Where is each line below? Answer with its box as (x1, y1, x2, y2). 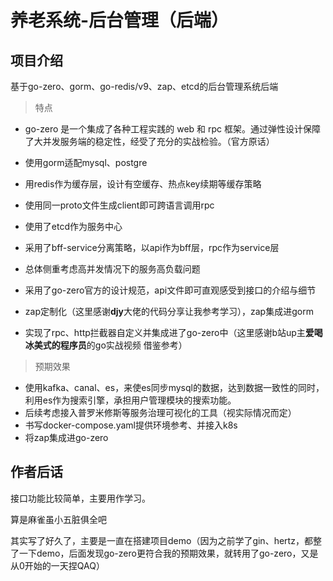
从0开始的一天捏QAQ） (10, 559, 105, 571)
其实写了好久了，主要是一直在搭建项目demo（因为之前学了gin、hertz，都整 (10, 534, 322, 546)
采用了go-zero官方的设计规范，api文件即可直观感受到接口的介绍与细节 (24, 284, 317, 296)
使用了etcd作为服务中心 (24, 221, 123, 232)
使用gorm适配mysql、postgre (24, 157, 148, 168)
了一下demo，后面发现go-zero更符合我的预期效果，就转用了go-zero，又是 (10, 547, 319, 559)
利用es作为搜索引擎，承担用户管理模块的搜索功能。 (24, 394, 237, 406)
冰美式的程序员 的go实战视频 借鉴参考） (24, 339, 188, 351)
